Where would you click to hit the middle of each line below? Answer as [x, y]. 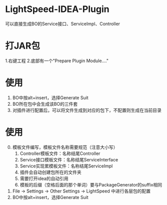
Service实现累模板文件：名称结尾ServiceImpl [66, 166]
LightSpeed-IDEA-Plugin [57, 9]
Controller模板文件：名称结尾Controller [60, 153]
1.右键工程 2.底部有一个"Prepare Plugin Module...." [57, 61]
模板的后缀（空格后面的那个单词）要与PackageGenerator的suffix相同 [91, 184]
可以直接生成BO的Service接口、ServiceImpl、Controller [63, 24]
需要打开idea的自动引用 [44, 178]
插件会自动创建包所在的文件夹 [50, 172]
